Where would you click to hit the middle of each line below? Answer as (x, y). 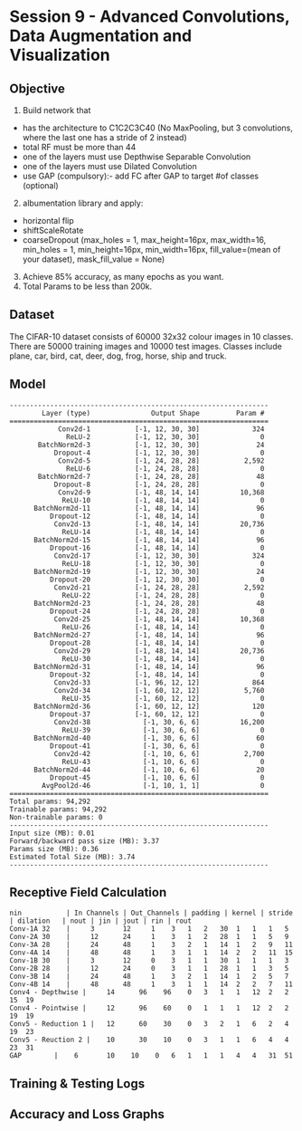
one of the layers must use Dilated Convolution (109, 166)
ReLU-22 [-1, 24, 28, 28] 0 (163, 595)
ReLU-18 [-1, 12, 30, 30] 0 (163, 563)
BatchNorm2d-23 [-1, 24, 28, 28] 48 (149, 603)
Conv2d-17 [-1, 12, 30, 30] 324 (159, 556)
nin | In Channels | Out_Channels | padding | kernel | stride (151, 913)
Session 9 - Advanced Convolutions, (150, 17)
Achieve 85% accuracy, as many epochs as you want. (123, 277)
